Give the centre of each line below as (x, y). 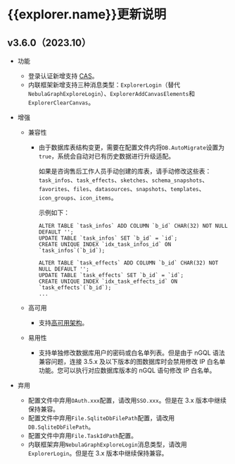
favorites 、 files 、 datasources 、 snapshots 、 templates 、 (122, 189)
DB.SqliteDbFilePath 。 (61, 427)
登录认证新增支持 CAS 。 (63, 76)
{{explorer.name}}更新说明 (87, 14)
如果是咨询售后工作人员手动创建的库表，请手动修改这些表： (125, 171)
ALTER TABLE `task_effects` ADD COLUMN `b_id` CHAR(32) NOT (128, 263)
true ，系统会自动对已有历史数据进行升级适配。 (107, 156)
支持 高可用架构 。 (63, 323)
